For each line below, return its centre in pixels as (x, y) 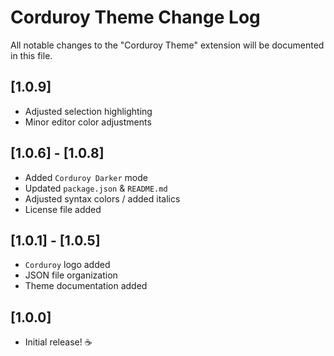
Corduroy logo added (67, 265)
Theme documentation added (86, 286)
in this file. (31, 55)
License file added (63, 209)
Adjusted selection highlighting (88, 111)
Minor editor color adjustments (88, 122)
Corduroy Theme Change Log (135, 17)
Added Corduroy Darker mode (86, 177)
